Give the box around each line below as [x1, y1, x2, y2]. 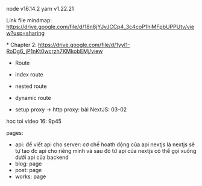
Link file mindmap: [6, 17, 52, 23]
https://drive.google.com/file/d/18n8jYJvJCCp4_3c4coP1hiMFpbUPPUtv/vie [6, 23, 195, 30]
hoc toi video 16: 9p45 [6, 117, 62, 125]
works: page [14, 173, 46, 180]
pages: [6, 129, 24, 136]
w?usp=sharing [6, 29, 45, 37]
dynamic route [14, 95, 51, 101]
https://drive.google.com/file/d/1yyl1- [38, 42, 131, 48]
